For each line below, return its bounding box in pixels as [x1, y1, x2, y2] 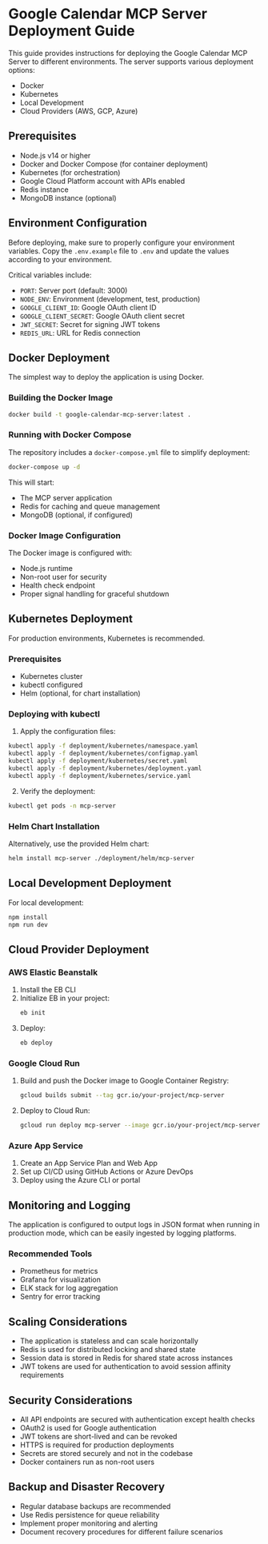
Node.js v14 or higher [19, 150, 91, 160]
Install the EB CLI [19, 985, 76, 995]
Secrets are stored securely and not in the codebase [19, 1448, 194, 1458]
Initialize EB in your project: [19, 993, 110, 1003]
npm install [8, 913, 48, 921]
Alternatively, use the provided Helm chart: [8, 839, 150, 848]
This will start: [8, 477, 54, 487]
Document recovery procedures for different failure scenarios [19, 1526, 223, 1536]
